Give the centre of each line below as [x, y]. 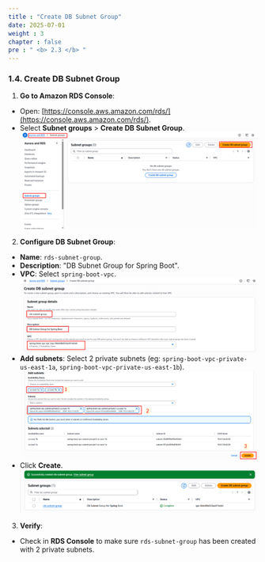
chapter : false [35, 42]
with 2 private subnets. [57, 549]
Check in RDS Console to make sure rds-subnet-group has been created [138, 541]
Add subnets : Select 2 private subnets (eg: [90, 358]
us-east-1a [38, 367]
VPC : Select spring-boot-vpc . [68, 274]
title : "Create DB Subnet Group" [65, 17]
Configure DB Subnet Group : [68, 241]
